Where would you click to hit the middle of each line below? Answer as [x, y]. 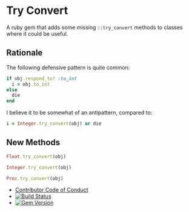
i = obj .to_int [31, 84]
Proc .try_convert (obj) [35, 178]
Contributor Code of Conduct [52, 190]
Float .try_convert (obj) [36, 156]
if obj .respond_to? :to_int [42, 78]
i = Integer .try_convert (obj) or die [54, 124]
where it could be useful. [37, 33]
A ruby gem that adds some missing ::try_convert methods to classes [94, 27]
